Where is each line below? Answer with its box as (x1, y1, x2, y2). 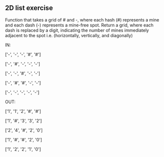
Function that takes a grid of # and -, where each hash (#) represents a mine (5, 17, 160, 22)
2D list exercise (5, 4, 53, 12)
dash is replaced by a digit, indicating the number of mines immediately (5, 27, 149, 33)
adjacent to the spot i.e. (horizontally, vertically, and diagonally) (5, 32, 133, 38)
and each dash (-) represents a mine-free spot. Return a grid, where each (5, 22, 154, 28)
